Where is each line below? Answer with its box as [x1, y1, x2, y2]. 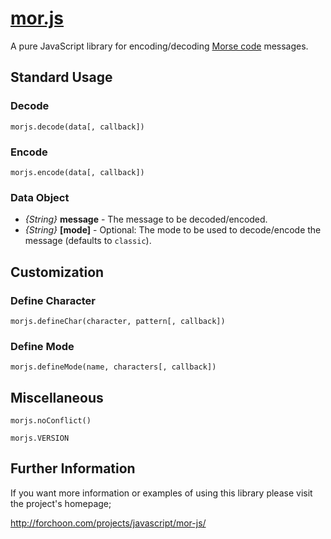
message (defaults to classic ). [24, 235, 152, 247]
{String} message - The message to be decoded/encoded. [24, 213, 268, 226]
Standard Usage [10, 69, 113, 86]
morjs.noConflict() [10, 416, 92, 426]
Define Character [10, 293, 97, 307]
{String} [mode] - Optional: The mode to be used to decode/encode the [24, 224, 322, 236]
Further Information [10, 460, 136, 477]
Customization [10, 263, 105, 281]
